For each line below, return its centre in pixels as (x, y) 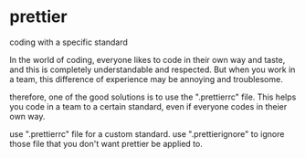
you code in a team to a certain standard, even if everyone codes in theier (148, 106)
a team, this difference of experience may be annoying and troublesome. (146, 79)
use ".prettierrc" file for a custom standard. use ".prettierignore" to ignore (147, 133)
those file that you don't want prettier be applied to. (106, 143)
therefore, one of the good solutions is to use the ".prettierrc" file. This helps (153, 97)
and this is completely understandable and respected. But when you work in (152, 69)
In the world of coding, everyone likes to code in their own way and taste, (147, 59)
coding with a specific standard (68, 42)
